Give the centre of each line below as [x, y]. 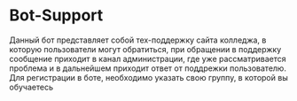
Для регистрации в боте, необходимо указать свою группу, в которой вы [148, 77]
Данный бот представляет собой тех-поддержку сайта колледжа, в [138, 40]
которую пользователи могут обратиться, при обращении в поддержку [145, 49]
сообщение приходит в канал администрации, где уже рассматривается [148, 58]
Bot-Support [56, 16]
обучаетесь [31, 87]
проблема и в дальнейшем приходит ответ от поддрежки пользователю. [148, 68]
